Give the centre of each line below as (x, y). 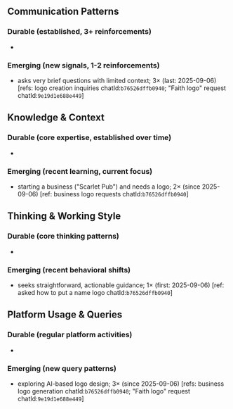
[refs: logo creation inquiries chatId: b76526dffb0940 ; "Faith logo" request (122, 88)
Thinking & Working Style (64, 216)
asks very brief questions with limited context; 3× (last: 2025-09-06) (117, 80)
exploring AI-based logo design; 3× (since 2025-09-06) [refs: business (121, 384)
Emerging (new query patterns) (62, 368)
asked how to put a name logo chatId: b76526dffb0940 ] (95, 292)
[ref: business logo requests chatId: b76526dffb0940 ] (114, 194)
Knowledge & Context (56, 118)
